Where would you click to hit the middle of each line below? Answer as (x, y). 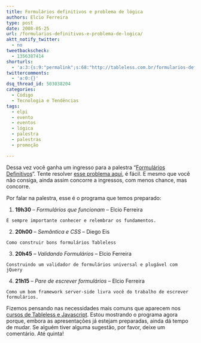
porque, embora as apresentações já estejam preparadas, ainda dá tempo (97, 321)
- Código (22, 95)
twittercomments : (28, 73)
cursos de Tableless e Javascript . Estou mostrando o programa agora (92, 314)
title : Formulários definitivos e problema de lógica (75, 12)
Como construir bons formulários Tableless (61, 243)
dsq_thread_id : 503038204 (38, 84)
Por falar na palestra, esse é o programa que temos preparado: (84, 198)
